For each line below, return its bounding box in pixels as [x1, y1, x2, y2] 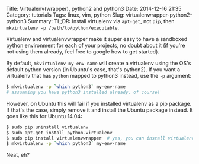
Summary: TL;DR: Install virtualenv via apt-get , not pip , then [27, 18, 175, 24]
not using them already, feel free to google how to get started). [6, 48, 160, 55]
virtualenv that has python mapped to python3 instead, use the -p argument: [6, 72, 191, 79]
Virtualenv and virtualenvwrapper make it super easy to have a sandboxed [6, 36, 188, 42]
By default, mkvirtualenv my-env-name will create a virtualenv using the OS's [6, 59, 191, 67]
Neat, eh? [6, 152, 30, 159]
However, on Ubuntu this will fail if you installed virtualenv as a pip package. [6, 100, 192, 107]
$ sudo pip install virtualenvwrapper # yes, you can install [6, 135, 166, 141]
